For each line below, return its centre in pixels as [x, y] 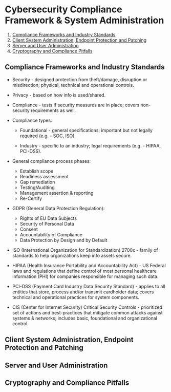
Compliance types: [32, 120]
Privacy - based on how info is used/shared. [59, 95]
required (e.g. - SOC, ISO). [48, 136]
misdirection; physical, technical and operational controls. [73, 85]
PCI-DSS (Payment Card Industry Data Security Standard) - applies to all [89, 286]
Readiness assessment [44, 176]
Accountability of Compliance [51, 234]
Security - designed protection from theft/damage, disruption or [80, 79]
